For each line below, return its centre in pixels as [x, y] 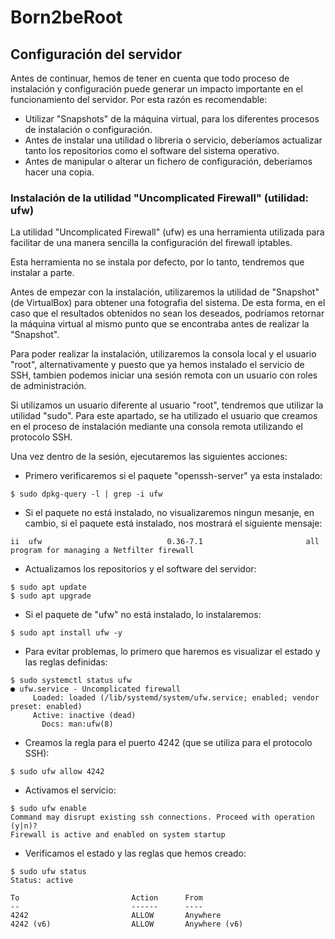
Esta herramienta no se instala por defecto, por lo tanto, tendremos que [157, 262]
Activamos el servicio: [70, 790]
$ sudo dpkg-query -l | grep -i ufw [86, 494]
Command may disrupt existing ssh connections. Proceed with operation [162, 817]
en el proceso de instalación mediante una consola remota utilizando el [156, 427]
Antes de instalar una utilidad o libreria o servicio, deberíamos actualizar [173, 140]
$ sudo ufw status [48, 872]
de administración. [48, 386]
